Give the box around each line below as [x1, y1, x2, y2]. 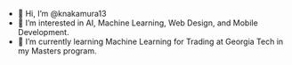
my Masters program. [17, 46, 97, 56]
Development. [17, 27, 69, 37]
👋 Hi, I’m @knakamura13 [17, 9, 107, 18]
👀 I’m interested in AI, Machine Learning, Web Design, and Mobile [17, 18, 258, 28]
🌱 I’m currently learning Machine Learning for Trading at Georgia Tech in [17, 36, 284, 47]
